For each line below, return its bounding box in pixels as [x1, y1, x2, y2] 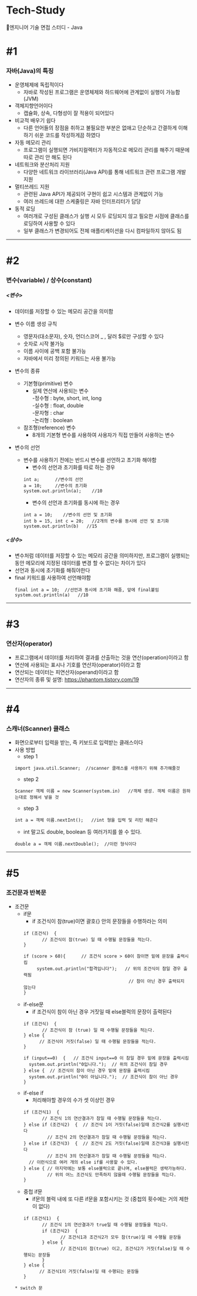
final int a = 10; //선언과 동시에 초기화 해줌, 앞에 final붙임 [14, 587, 159, 593]
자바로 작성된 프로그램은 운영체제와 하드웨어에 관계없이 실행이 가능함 [23, 89, 181, 96]
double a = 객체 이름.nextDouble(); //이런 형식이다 [14, 841, 137, 848]
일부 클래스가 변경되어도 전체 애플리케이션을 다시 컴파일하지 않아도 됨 [23, 227, 182, 234]
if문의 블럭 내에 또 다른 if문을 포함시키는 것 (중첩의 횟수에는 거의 [32, 1195, 178, 1202]
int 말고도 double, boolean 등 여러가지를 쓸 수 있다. [23, 828, 142, 836]
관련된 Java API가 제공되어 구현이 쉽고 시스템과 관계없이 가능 [23, 191, 164, 198]
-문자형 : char [32, 409, 64, 416]
